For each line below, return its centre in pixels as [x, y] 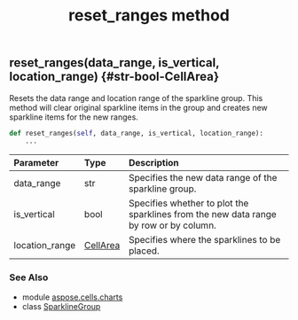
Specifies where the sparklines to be [204, 240]
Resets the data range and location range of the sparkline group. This [136, 98]
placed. [144, 251]
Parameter [36, 163]
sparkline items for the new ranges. [74, 117]
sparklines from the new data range [202, 215]
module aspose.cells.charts [72, 297]
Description [153, 163]
